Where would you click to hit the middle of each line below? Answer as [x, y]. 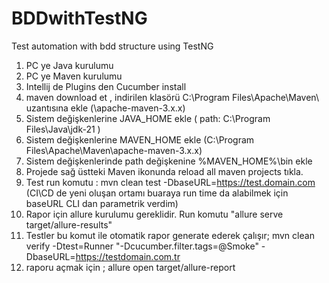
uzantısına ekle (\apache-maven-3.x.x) [105, 108]
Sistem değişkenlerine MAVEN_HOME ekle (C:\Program [140, 139]
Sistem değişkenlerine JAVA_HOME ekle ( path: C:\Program [148, 118]
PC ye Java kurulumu [69, 65]
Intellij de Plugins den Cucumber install [106, 86]
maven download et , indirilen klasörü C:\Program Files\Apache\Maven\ [172, 97]
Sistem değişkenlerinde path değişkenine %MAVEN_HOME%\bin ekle [169, 161]
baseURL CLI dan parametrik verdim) [102, 203]
